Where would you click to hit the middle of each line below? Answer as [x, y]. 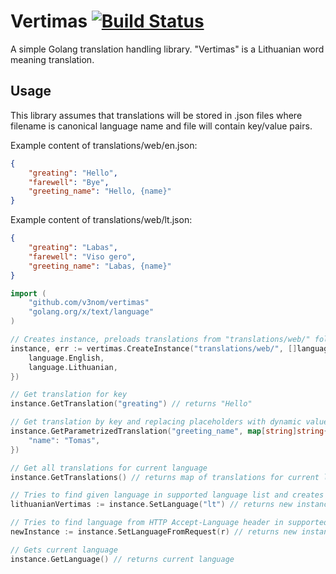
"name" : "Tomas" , [64, 440]
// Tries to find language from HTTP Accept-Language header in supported [169, 523]
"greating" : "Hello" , [73, 173]
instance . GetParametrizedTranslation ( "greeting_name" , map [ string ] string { [169, 431]
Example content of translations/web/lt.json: [101, 220]
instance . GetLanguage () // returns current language [122, 559]
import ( [28, 293]
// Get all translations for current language [109, 468]
